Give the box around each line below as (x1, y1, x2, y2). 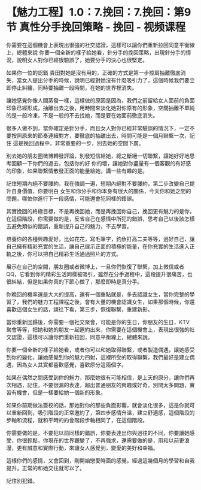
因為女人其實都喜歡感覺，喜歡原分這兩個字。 (16, 361, 127, 368)
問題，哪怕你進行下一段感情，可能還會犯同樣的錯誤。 (6, 195, 138, 202)
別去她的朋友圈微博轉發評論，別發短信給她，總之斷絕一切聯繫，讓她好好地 (6, 152, 190, 159)
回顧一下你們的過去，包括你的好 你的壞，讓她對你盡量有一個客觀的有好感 (11, 159, 191, 167)
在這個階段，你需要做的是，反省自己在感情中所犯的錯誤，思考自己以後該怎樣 (6, 215, 195, 222)
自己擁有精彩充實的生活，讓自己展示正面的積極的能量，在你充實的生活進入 (6, 243, 190, 250)
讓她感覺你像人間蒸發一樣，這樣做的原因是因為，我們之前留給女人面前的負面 (6, 96, 195, 104)
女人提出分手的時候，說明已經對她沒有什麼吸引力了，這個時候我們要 (22, 76, 190, 84)
